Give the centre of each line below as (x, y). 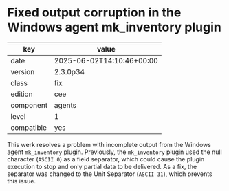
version (23, 71)
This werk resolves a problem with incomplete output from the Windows (109, 144)
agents (65, 105)
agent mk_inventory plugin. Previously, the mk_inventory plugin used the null (115, 152)
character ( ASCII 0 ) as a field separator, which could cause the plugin (106, 159)
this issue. (22, 181)
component (29, 105)
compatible (29, 127)
